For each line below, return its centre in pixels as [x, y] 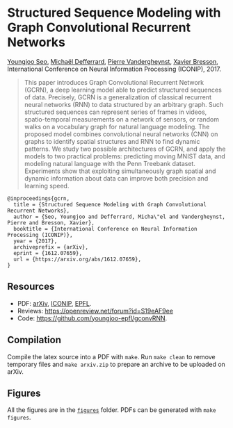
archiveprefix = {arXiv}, [51, 247]
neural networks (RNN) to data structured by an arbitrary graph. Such [124, 104]
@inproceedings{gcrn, [39, 198]
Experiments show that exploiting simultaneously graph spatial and [120, 171]
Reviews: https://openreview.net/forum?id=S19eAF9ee [95, 311]
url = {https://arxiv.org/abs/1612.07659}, [77, 259]
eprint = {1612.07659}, [48, 253]
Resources [31, 287]
